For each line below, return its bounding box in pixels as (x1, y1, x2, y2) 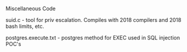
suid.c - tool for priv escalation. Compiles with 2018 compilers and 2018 (5, 17, 182, 23)
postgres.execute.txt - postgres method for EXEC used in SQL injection (5, 34, 180, 41)
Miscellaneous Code (5, 5, 56, 12)
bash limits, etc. (5, 23, 45, 30)
